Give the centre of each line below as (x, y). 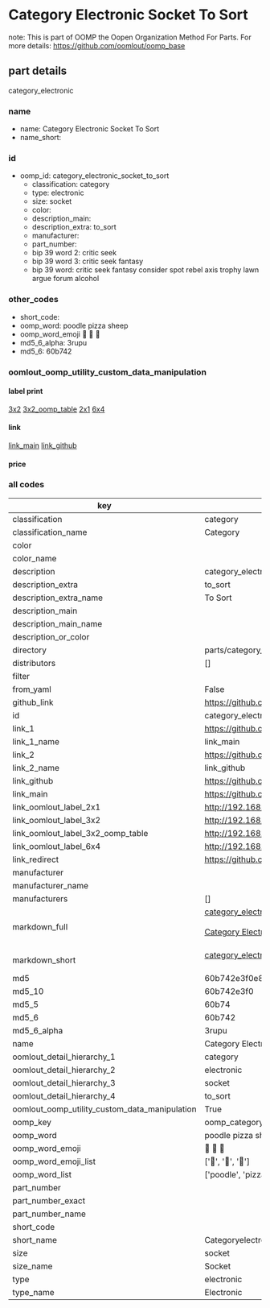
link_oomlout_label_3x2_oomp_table (80, 833)
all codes (27, 485)
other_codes (33, 300)
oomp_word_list (42, 1174)
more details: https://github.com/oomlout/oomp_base (97, 45)
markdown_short (44, 960)
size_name (33, 1266)
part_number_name (49, 1214)
